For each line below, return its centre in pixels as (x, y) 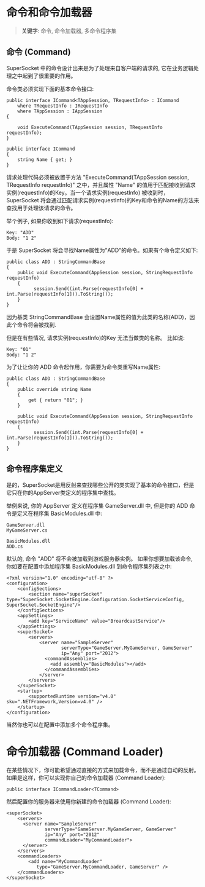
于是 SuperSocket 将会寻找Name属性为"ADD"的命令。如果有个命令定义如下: (102, 250)
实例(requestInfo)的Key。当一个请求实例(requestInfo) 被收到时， (88, 192)
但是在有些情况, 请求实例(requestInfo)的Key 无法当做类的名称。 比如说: (96, 337)
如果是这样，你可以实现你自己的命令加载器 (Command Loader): (86, 778)
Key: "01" (19, 349)
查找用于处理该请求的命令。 (41, 208)
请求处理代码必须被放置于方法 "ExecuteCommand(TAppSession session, (98, 177)
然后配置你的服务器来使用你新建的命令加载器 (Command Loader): (89, 801)
